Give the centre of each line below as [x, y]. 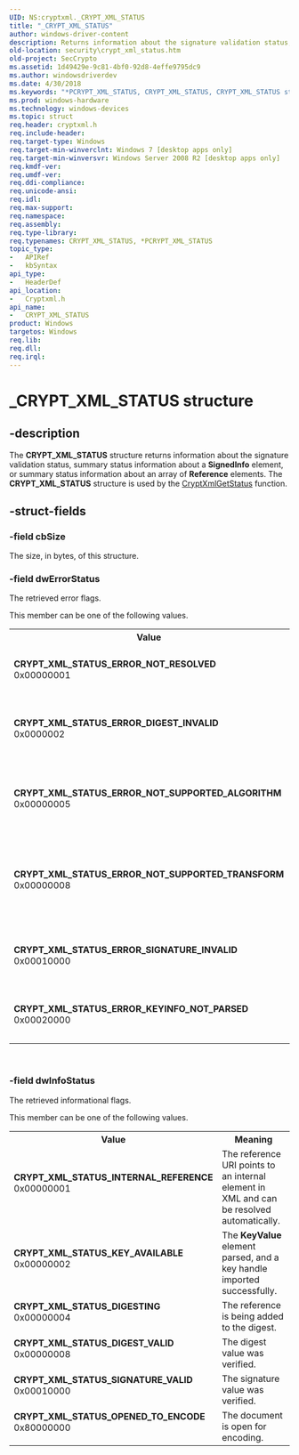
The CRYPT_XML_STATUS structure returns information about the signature [149, 455]
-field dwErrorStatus [55, 579]
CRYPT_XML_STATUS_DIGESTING [87, 1306]
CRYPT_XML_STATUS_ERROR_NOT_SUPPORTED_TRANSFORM [149, 875]
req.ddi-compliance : [48, 183]
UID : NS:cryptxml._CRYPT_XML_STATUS [77, 17]
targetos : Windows [43, 332]
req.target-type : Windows [57, 141]
